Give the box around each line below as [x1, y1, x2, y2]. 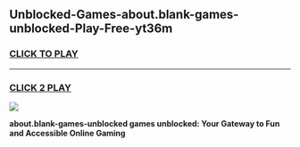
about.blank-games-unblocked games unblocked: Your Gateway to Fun [9, 118, 280, 128]
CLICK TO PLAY [9, 48, 79, 61]
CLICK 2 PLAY [9, 81, 71, 94]
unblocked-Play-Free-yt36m [9, 21, 173, 37]
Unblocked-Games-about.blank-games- [9, 7, 239, 22]
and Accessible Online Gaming [9, 127, 126, 138]
